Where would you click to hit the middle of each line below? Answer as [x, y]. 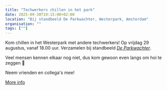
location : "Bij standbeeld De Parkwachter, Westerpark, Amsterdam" [77, 19]
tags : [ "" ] [16, 28]
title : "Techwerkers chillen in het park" [50, 10]
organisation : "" [23, 24]
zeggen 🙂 [15, 63]
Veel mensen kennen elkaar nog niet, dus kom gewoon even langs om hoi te [83, 57]
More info [15, 82]
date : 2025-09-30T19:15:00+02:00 [40, 14]
